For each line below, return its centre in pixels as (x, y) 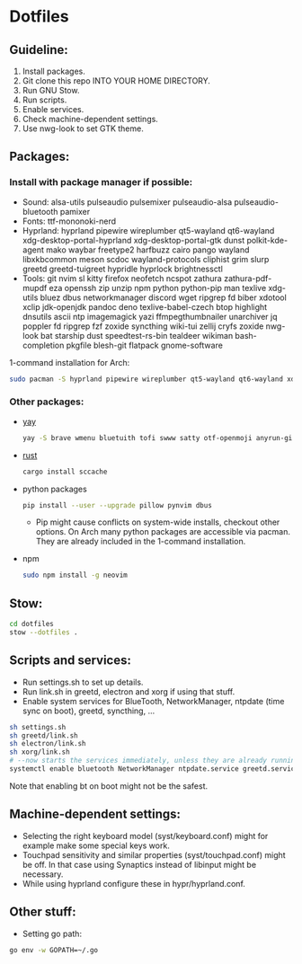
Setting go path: (52, 933)
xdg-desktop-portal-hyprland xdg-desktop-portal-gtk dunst (133, 240)
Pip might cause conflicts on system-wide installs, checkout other (158, 522)
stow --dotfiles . (44, 632)
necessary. (43, 874)
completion (43, 345)
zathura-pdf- (248, 278)
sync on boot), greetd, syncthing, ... (89, 711)
